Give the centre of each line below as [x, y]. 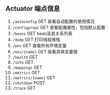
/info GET [23, 62]
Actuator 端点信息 [33, 9]
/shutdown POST [29, 83]
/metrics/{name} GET [34, 78]
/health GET [25, 57]
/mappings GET [27, 67]
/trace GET [24, 88]
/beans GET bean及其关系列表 [42, 33]
